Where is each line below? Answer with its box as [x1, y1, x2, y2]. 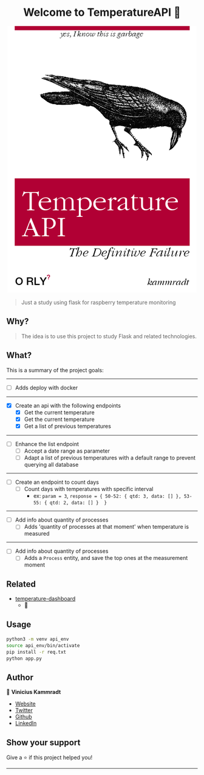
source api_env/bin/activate [6, 642, 80, 648]
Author [6, 672, 33, 682]
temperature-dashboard [15, 595, 76, 603]
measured [24, 530, 50, 537]
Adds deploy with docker [15, 384, 78, 391]
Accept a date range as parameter [24, 447, 110, 455]
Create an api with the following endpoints [15, 402, 121, 409]
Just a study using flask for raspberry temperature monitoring [21, 299, 176, 306]
